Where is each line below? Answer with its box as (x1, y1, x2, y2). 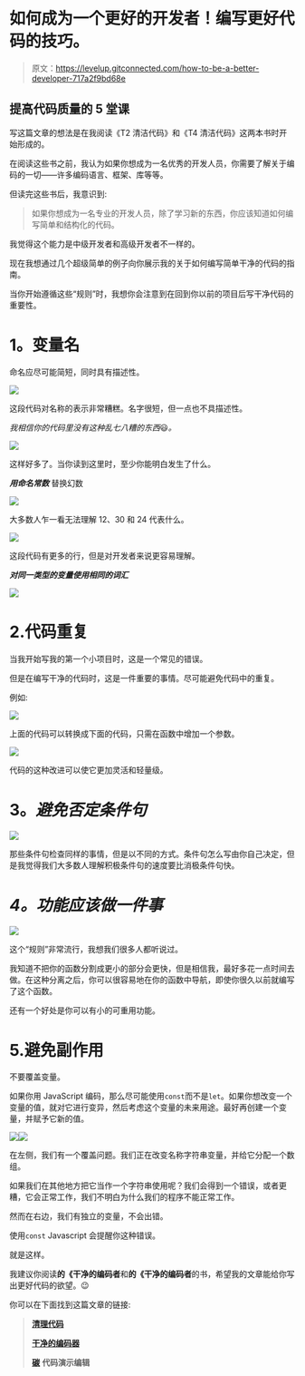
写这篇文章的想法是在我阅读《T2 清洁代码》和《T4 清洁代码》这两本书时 (9, 127, 280, 138)
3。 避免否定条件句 (9, 799, 148, 820)
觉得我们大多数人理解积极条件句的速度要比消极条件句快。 (24, 859, 240, 871)
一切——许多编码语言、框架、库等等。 (24, 169, 168, 180)
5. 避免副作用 (9, 1039, 104, 1060)
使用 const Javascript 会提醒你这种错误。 (9, 1230, 161, 1241)
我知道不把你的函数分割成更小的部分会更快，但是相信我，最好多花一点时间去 (9, 962, 295, 973)
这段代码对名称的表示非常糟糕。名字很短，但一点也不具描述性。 (9, 403, 247, 414)
